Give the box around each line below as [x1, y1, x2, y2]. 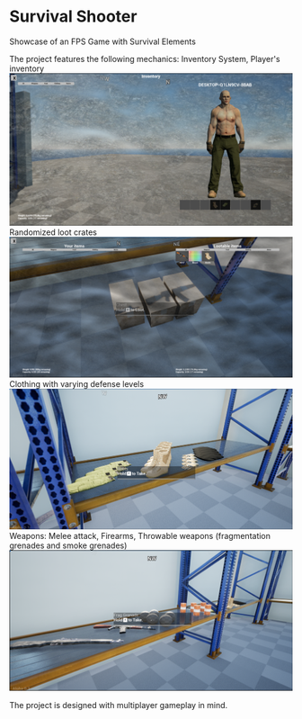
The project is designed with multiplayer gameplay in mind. [9, 700, 228, 711]
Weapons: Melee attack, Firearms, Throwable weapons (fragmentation [9, 531, 271, 542]
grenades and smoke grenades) [9, 540, 128, 551]
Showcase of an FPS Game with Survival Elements [9, 36, 196, 47]
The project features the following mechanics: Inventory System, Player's [9, 53, 280, 64]
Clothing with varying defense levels [9, 379, 145, 390]
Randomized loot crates [9, 227, 97, 238]
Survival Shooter [9, 6, 138, 27]
